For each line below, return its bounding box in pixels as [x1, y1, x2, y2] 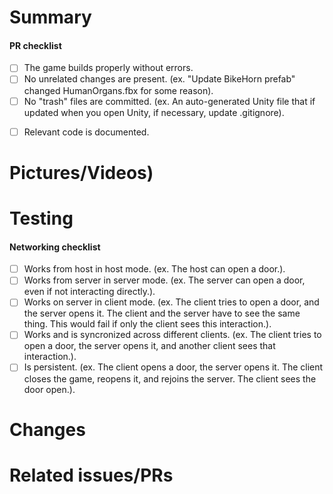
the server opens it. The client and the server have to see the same [23, 307, 301, 320]
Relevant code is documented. [23, 126, 150, 138]
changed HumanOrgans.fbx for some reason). [23, 84, 214, 96]
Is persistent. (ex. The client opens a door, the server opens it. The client [23, 361, 324, 373]
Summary [9, 6, 92, 29]
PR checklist [9, 39, 62, 51]
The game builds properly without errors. [23, 62, 194, 74]
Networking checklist [9, 241, 101, 253]
